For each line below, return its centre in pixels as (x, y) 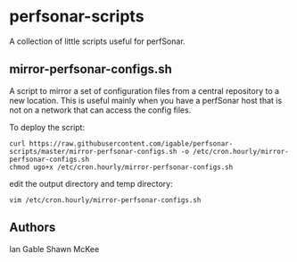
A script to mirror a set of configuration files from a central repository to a (144, 90)
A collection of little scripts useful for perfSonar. (97, 41)
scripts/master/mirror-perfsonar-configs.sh (93, 151)
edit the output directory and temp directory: (91, 183)
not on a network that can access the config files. (100, 110)
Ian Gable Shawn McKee (54, 249)
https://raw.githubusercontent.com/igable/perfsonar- (131, 144)
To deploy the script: (47, 127)
